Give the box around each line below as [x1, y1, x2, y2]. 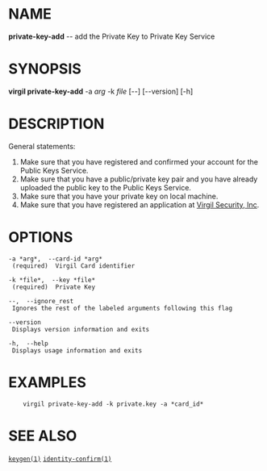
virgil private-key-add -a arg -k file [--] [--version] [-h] [8, 86, 194, 96]
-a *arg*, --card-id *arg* [8, 255, 103, 263]
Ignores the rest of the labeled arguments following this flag [11, 304, 232, 312]
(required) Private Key [11, 283, 95, 291]
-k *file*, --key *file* [8, 276, 95, 284]
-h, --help [8, 340, 48, 348]
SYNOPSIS [8, 60, 82, 78]
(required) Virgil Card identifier [11, 261, 136, 270]
